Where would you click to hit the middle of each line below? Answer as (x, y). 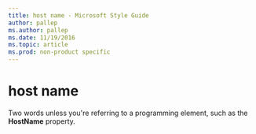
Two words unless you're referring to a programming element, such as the (128, 113)
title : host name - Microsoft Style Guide (79, 15)
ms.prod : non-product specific (59, 52)
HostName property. (42, 121)
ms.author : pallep (38, 30)
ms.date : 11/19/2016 (42, 37)
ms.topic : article (38, 45)
